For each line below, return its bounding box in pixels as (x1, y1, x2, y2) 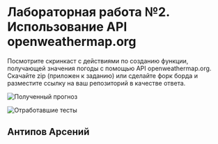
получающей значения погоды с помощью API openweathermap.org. (7, 64, 212, 72)
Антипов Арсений (7, 126, 90, 138)
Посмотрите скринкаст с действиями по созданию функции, (7, 56, 189, 65)
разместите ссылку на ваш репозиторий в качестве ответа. (7, 79, 186, 87)
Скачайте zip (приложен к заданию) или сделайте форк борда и (7, 71, 198, 80)
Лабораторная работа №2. (7, 4, 170, 20)
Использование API (7, 19, 127, 35)
